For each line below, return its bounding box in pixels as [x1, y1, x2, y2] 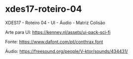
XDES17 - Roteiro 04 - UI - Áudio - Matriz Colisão [5, 20, 105, 26]
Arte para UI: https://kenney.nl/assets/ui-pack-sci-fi [5, 29, 111, 35]
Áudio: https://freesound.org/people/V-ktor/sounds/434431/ [5, 48, 128, 54]
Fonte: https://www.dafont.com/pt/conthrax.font [5, 38, 103, 45]
